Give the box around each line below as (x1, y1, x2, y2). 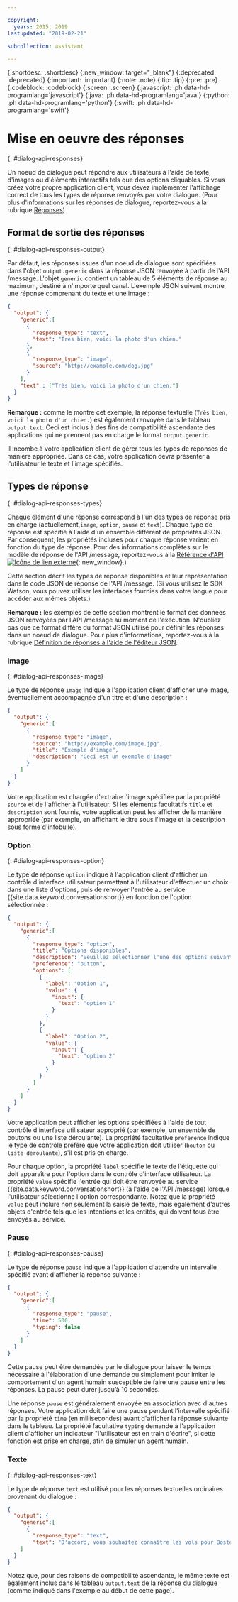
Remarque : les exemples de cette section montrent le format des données (7, 608, 227, 616)
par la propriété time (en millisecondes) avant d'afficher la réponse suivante (7, 1414, 229, 1423)
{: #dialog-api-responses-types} (7, 498, 103, 508)
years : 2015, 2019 (13, 23, 69, 31)
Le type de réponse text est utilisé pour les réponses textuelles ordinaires (7, 1484, 223, 1493)
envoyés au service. (7, 1215, 66, 1224)
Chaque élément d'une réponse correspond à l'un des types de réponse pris (7, 512, 231, 521)
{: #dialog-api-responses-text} (7, 1471, 97, 1479)
